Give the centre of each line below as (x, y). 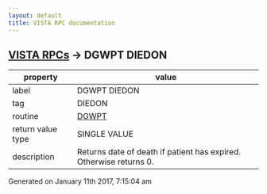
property (41, 78)
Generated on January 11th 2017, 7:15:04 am (80, 181)
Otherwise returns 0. (115, 162)
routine (25, 116)
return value (35, 129)
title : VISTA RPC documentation (62, 23)
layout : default (35, 15)
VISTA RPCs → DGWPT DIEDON (88, 55)
